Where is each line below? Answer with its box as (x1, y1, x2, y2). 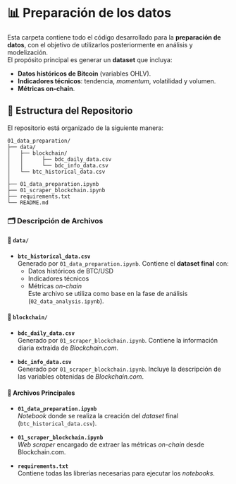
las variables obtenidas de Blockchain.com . (17, 372, 144, 381)
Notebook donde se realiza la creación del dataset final (17, 412, 178, 420)
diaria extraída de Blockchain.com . (17, 343, 118, 353)
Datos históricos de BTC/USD (27, 266, 114, 275)
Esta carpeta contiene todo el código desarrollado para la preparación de (7, 33, 221, 42)
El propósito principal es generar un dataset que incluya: (7, 55, 173, 64)
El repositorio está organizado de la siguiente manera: (7, 124, 164, 132)
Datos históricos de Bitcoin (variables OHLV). (17, 69, 151, 78)
